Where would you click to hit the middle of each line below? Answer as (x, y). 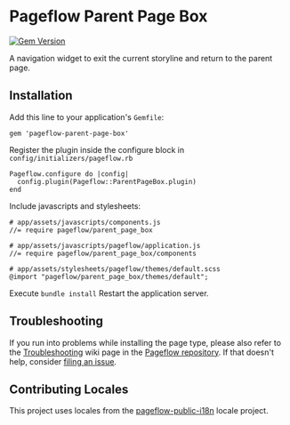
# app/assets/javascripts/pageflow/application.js (105, 245)
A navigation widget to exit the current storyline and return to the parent (141, 58)
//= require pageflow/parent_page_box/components (103, 253)
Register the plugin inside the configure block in (97, 149)
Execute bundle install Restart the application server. (109, 293)
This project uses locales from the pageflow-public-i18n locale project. (139, 411)
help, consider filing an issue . (63, 361)
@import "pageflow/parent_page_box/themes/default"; (109, 277)
